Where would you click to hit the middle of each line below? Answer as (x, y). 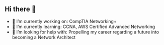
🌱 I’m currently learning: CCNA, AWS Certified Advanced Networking (84, 26)
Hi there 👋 (20, 9)
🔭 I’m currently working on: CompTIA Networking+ (64, 21)
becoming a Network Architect (44, 37)
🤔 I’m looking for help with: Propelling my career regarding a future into (86, 32)
